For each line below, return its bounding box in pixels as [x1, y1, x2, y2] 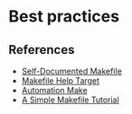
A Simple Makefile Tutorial [21, 94, 119, 105]
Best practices [8, 6, 119, 27]
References [8, 42, 75, 57]
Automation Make [21, 85, 88, 95]
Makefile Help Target [21, 75, 100, 86]
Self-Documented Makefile [21, 66, 123, 76]
